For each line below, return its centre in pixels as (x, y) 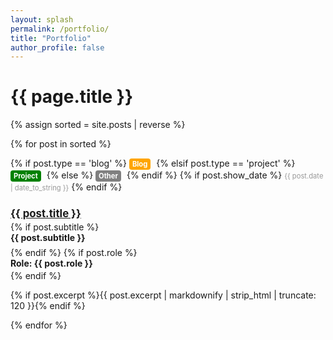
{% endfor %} (39, 325)
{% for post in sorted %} (61, 144)
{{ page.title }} (72, 97)
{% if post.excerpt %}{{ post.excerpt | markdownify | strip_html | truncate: (163, 295)
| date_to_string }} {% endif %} (66, 187)
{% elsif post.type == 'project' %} (226, 163)
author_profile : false (57, 47)
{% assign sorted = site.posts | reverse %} (98, 125)
